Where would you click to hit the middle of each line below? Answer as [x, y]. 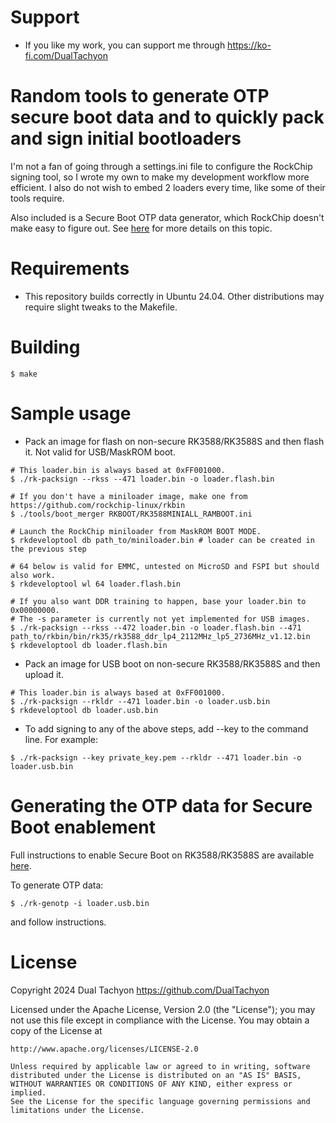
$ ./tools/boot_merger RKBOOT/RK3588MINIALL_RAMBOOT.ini [131, 514]
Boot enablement [83, 827]
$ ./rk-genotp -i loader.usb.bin [80, 903]
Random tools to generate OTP [140, 96]
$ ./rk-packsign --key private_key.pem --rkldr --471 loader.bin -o [156, 757]
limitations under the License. [77, 1110]
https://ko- [249, 45]
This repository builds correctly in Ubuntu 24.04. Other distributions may [174, 296]
